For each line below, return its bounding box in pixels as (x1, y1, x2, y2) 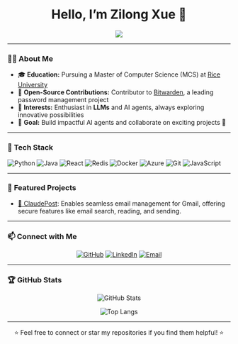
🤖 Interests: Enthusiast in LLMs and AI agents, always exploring (17, 103, 205, 112)
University (17, 81, 48, 89)
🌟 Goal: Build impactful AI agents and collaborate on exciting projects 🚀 (17, 118, 227, 127)
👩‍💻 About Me (7, 53, 53, 63)
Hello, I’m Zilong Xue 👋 (51, 6, 187, 23)
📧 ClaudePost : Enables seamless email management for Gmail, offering (17, 199, 225, 208)
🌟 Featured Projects (7, 183, 76, 193)
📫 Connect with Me (7, 231, 77, 241)
